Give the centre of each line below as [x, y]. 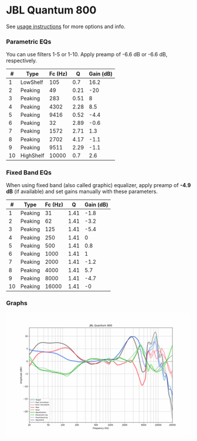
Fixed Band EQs [29, 172]
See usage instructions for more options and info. [66, 26]
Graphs [17, 303]
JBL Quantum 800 [51, 10]
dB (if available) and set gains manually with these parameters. [82, 192]
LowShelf [32, 82]
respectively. [21, 61]
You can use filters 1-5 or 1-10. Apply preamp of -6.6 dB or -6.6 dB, [87, 55]
